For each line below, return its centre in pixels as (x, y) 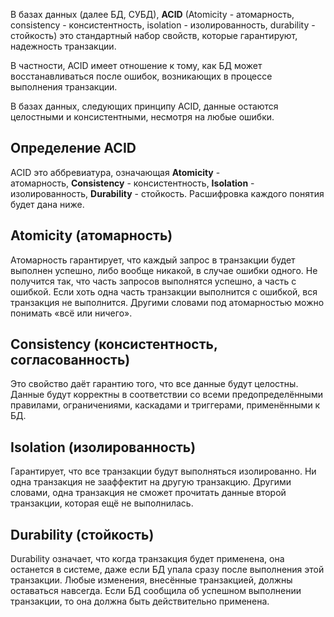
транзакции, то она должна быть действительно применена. (140, 601)
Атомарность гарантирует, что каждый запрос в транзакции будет (153, 260)
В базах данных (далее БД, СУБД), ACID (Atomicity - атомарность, (152, 14)
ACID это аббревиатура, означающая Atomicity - (115, 172)
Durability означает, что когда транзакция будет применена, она (147, 559)
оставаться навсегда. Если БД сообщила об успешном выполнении (156, 591)
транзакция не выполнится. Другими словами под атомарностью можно (167, 302)
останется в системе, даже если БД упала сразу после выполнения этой (167, 570)
